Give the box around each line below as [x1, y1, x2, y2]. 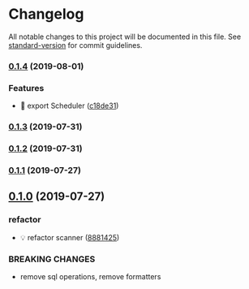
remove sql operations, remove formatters [19, 271, 161, 281]
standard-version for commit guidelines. [8, 40, 143, 50]
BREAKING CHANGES [8, 253, 96, 265]
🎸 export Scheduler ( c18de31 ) [19, 101, 119, 110]
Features [8, 82, 45, 93]
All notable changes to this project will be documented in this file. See [8, 32, 242, 41]
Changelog [8, 5, 84, 24]
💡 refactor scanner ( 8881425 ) [19, 232, 120, 242]
